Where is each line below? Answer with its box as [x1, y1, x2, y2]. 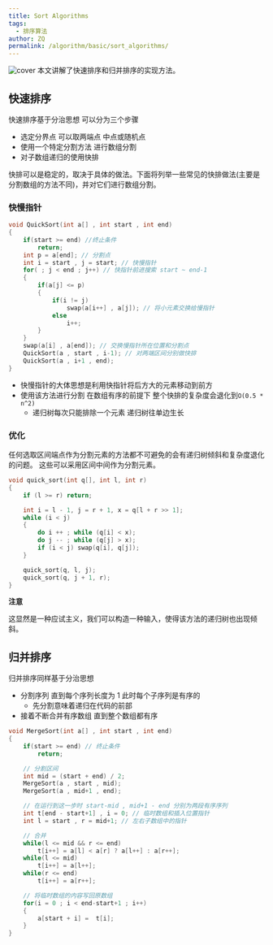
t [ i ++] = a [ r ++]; [37, 877, 96, 886]
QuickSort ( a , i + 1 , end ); [23, 357, 115, 365]
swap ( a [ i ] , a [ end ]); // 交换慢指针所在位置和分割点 [23, 342, 189, 350]
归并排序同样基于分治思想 [8, 674, 94, 683]
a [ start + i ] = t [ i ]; [37, 914, 115, 922]
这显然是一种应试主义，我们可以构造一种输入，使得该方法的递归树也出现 [8, 614, 250, 624]
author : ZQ [8, 34, 45, 43]
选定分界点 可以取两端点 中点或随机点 [19, 132, 146, 141]
